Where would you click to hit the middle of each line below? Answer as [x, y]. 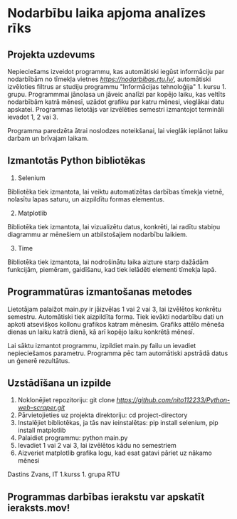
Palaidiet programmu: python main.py [73, 438]
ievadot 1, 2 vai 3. [33, 117]
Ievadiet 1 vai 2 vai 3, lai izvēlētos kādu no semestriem [97, 446]
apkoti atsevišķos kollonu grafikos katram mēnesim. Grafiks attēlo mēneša [116, 324]
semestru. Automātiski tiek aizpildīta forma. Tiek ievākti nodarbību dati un [116, 316]
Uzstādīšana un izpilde [59, 383]
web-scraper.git [41, 408]
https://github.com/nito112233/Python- [173, 400]
